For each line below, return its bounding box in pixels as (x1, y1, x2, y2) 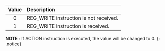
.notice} (5, 41, 22, 47)
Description (27, 6, 55, 13)
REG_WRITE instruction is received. (27, 23, 110, 29)
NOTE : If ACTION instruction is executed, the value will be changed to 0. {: (5, 36, 160, 41)
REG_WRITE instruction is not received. (27, 15, 119, 21)
